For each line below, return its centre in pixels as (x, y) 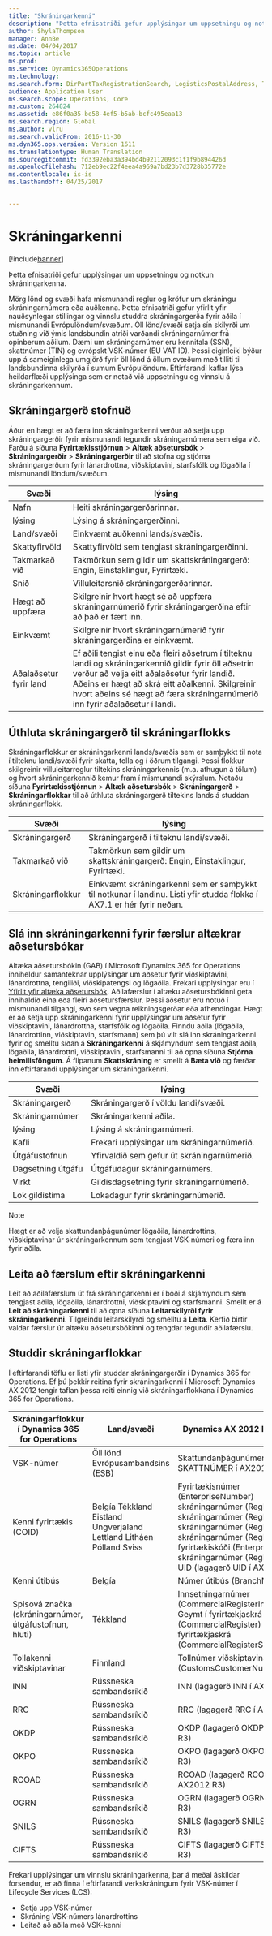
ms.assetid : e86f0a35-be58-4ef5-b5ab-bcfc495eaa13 (96, 114)
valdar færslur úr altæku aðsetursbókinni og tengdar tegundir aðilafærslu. (131, 1328)
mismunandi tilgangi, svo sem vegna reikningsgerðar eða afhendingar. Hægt (136, 1009)
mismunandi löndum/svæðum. (59, 473)
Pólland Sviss (117, 1547)
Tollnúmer (197, 1658)
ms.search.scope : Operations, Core (68, 99)
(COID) (26, 1532)
